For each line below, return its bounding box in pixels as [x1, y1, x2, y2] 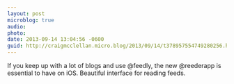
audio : [7, 23, 26, 30]
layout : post [7, 10, 45, 17]
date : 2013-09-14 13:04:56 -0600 [7, 36, 104, 43]
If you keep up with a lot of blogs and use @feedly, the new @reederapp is [7, 62, 221, 69]
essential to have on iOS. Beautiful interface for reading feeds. [7, 69, 186, 77]
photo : [7, 29, 26, 37]
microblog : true [7, 17, 54, 24]
